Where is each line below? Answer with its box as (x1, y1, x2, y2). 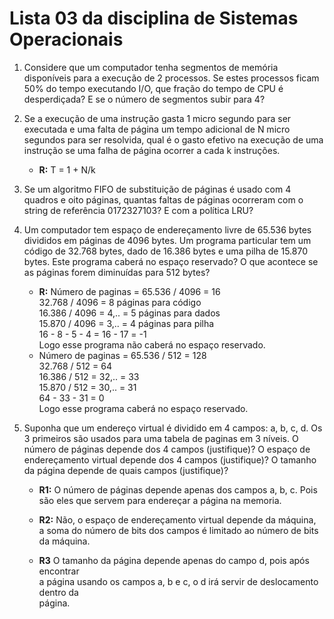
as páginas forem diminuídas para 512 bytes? (23, 266, 211, 278)
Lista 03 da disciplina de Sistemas (9, 7, 299, 30)
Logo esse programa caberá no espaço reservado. (38, 402, 249, 414)
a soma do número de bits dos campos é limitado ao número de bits (38, 524, 319, 536)
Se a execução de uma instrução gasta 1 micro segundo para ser (23, 112, 292, 124)
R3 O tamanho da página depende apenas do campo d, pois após (38, 554, 310, 566)
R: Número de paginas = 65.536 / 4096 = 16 (38, 285, 221, 297)
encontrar (38, 565, 80, 577)
